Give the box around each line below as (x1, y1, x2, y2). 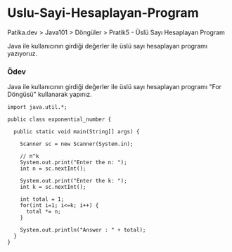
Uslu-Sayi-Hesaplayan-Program (7, 5, 199, 21)
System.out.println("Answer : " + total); (20, 227, 146, 234)
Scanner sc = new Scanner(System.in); (20, 140, 134, 148)
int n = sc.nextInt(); (20, 165, 86, 173)
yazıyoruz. (7, 49, 38, 58)
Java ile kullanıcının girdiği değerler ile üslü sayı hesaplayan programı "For (7, 83, 222, 91)
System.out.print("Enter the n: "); (20, 159, 128, 166)
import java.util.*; (7, 104, 68, 111)
